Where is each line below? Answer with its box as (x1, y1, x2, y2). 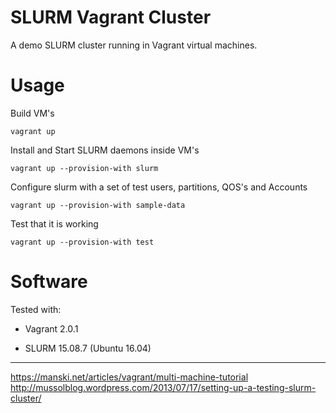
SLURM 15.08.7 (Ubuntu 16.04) (24, 342, 152, 354)
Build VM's (10, 107, 55, 119)
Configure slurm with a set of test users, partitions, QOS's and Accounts (10, 181, 308, 193)
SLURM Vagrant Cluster (10, 6, 212, 29)
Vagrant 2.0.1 (24, 322, 79, 335)
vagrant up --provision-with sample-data (10, 200, 186, 210)
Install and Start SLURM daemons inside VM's (10, 144, 200, 156)
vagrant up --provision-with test (10, 237, 155, 247)
